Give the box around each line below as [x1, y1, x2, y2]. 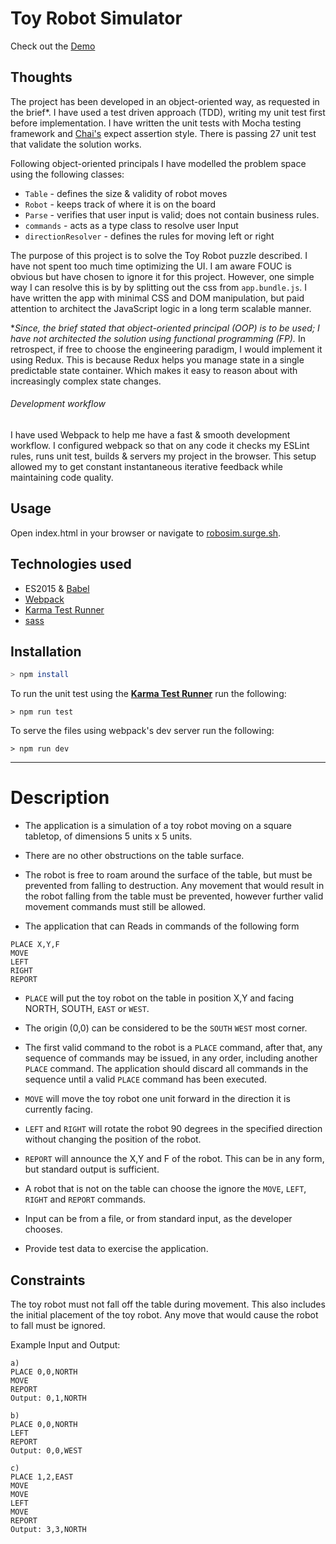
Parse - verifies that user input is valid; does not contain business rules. [24, 208, 320, 221]
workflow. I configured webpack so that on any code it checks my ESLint [10, 439, 310, 451]
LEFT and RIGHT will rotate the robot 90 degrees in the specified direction [24, 1123, 323, 1135]
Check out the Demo [10, 40, 96, 52]
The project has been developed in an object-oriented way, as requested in [10, 95, 320, 107]
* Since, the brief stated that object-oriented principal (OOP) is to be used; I [10, 322, 320, 334]
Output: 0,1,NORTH [10, 1393, 87, 1404]
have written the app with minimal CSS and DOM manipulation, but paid [10, 292, 305, 304]
